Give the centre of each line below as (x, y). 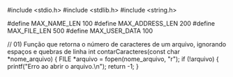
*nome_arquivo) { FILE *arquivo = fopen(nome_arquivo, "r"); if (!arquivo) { (113, 59)
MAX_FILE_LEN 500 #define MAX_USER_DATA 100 (80, 31)
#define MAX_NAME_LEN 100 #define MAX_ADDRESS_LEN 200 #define (111, 23)
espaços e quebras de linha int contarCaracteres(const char (93, 52)
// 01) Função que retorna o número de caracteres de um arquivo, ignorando (117, 44)
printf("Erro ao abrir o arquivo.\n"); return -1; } (73, 66)
